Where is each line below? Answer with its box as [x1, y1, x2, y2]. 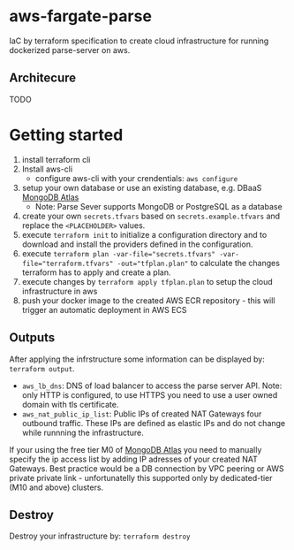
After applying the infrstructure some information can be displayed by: [9, 354, 265, 364]
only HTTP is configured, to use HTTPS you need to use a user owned [21, 389, 278, 400]
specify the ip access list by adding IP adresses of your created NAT [9, 454, 258, 464]
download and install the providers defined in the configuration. [21, 239, 253, 249]
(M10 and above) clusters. [9, 482, 104, 493]
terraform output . [9, 363, 75, 373]
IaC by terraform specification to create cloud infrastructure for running [9, 35, 269, 46]
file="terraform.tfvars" [21, 259, 114, 268]
